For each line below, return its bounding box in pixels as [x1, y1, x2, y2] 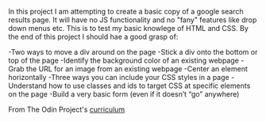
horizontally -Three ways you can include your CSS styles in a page [8, 73, 229, 82]
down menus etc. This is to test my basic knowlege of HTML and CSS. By [8, 24, 249, 32]
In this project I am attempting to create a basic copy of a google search [8, 7, 244, 16]
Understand [8, 81, 48, 90]
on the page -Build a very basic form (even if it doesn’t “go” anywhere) [8, 90, 240, 98]
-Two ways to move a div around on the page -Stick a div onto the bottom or [8, 48, 258, 56]
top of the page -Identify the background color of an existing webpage [8, 55, 240, 65]
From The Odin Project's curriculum [8, 105, 125, 114]
